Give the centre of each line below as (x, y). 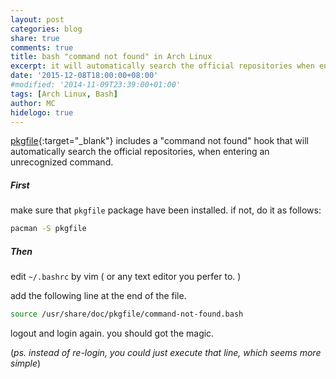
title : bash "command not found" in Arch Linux (111, 57)
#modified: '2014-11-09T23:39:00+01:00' (96, 85)
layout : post (37, 19)
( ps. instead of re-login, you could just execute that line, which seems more (166, 353)
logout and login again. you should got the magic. (112, 333)
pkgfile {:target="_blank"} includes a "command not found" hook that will (159, 141)
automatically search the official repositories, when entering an (140, 152)
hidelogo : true (42, 112)
